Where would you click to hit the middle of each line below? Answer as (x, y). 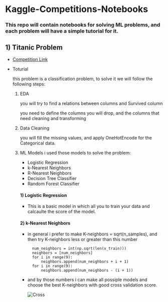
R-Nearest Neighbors (49, 173)
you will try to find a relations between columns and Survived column (91, 103)
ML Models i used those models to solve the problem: (75, 152)
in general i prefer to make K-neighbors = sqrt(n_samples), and (92, 234)
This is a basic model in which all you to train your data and (89, 206)
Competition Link (30, 59)
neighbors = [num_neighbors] (62, 253)
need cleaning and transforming (53, 118)
